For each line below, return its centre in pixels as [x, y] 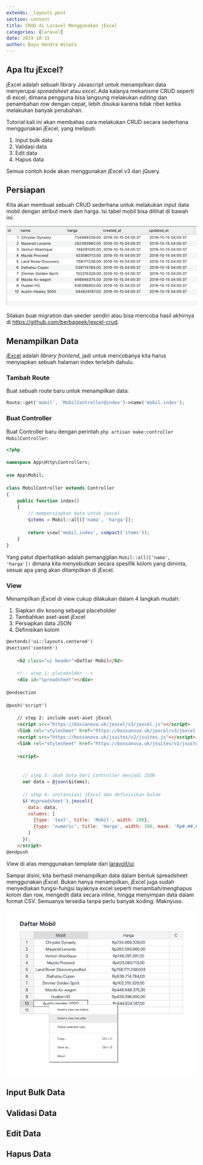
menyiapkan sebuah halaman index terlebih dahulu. [70, 362]
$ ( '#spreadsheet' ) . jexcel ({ [58, 801]
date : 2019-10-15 [28, 38]
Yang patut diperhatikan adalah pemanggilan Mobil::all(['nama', [89, 557]
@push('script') [27, 705]
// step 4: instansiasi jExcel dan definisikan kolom [92, 795]
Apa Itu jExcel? [35, 70]
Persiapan [26, 190]
